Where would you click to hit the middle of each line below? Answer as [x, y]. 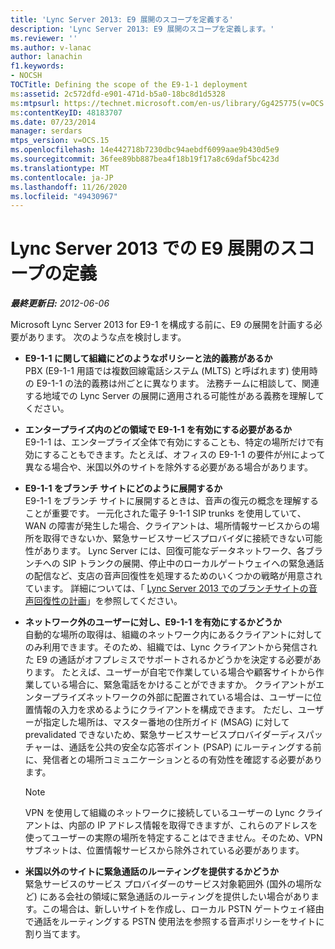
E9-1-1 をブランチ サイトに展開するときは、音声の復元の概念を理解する [172, 501]
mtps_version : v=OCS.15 [60, 141]
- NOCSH [26, 76]
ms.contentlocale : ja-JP [62, 177]
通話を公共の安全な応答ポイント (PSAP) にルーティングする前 [195, 747]
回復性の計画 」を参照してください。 [108, 601]
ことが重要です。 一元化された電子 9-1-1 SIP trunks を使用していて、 [165, 513]
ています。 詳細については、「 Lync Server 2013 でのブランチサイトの [166, 588]
